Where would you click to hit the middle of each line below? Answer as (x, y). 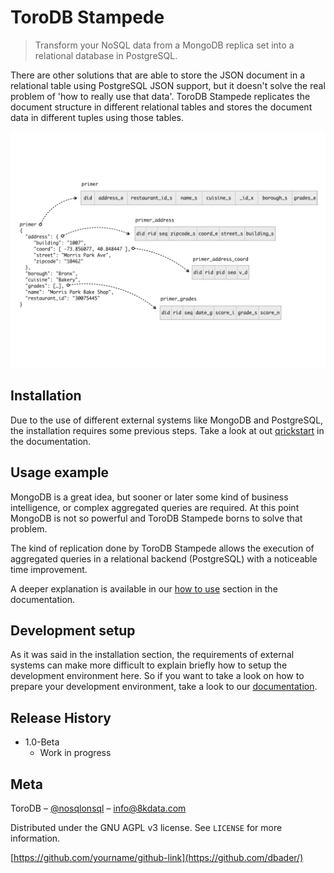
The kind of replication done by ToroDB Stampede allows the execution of (162, 548)
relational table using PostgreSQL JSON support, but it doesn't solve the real (168, 85)
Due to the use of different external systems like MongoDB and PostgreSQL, (167, 420)
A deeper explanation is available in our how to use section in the (144, 588)
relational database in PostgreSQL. (106, 55)
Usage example (60, 472)
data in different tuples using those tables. (97, 117)
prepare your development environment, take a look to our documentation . (164, 687)
